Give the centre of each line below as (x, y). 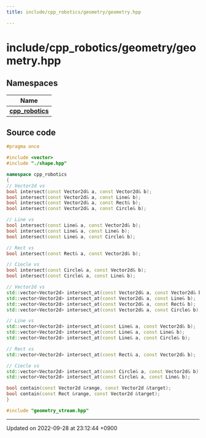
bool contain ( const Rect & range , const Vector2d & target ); (83, 394)
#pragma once (23, 147)
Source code (31, 133)
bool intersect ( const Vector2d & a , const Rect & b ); (74, 203)
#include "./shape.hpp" (37, 164)
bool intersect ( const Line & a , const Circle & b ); (71, 236)
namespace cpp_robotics (37, 175)
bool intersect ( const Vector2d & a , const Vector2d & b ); (79, 191)
